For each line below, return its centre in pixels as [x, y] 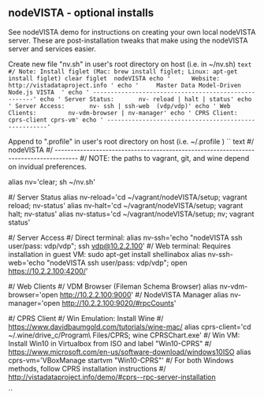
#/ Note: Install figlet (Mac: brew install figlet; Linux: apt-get [123, 71]
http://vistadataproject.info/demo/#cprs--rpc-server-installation [112, 377]
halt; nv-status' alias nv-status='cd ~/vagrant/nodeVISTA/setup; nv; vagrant [131, 214]
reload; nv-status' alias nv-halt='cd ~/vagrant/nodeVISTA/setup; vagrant [126, 205]
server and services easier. [52, 48]
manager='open [34, 303]
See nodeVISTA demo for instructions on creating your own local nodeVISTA [132, 32]
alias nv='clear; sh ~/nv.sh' [52, 181]
